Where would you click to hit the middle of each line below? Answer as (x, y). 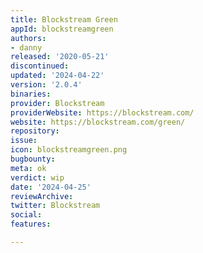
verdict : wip (37, 177)
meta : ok (28, 168)
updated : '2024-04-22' (57, 76)
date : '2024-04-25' (51, 187)
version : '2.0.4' (46, 85)
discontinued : (40, 66)
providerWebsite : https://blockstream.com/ (102, 112)
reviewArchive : (42, 196)
